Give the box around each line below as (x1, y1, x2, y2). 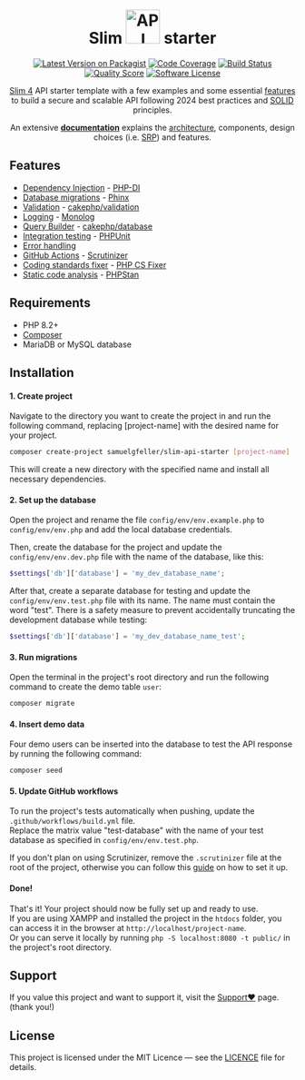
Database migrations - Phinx (22, 192, 130, 203)
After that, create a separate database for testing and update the (9, 586, 251, 597)
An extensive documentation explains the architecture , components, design (10, 122, 295, 133)
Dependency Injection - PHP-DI (22, 182, 141, 193)
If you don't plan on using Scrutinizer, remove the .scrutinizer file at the (9, 852, 282, 863)
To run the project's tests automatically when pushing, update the (9, 806, 255, 817)
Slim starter (88, 28, 217, 49)
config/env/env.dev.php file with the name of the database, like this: (9, 551, 265, 562)
